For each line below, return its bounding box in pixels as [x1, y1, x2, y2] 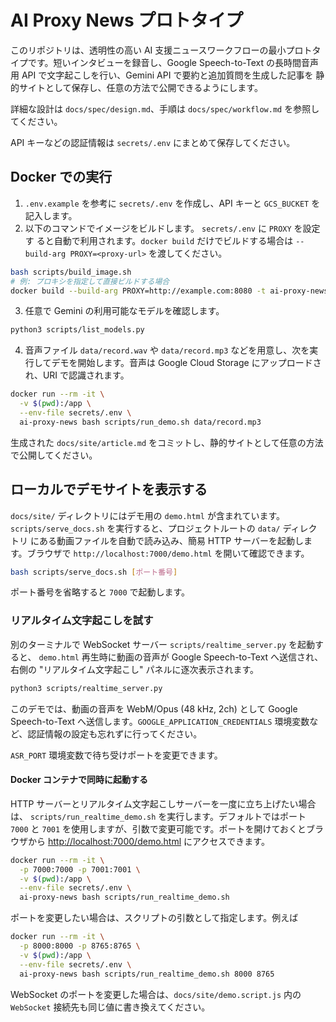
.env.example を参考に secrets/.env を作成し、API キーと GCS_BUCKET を [24, 197, 321, 209]
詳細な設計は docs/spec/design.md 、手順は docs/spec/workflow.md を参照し [10, 102, 320, 115]
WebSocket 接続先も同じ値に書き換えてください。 [10, 1001, 211, 1013]
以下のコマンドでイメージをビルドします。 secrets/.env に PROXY [24, 222, 292, 234]
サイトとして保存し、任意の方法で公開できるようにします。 [18, 81, 263, 93]
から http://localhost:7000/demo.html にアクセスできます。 [27, 835, 270, 847]
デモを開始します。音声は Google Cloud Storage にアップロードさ [51, 357, 322, 369]
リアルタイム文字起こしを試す [10, 614, 154, 628]
